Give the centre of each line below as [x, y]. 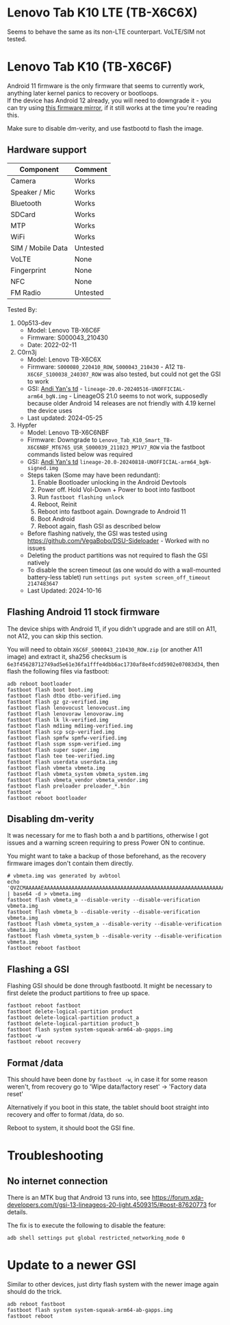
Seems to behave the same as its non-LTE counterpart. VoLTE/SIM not [106, 32]
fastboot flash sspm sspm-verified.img [64, 744]
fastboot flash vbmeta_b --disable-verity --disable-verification [104, 912]
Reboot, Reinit [57, 504]
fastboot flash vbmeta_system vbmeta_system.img [78, 774]
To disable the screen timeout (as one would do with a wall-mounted [124, 570]
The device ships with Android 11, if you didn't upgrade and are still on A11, [112, 628]
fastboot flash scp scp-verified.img [61, 732]
